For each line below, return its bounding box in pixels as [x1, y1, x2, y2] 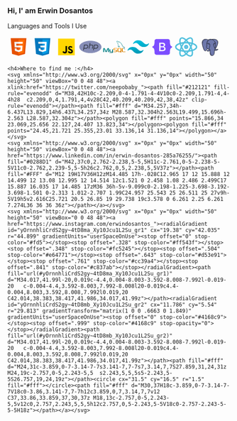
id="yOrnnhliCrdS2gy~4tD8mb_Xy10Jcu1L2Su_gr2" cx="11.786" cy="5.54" [7, 301, 218, 309]
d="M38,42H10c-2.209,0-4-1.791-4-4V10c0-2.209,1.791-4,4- [55, 90, 231, 97]
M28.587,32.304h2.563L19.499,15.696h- [112, 109, 227, 116]
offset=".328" [89, 239, 132, 246]
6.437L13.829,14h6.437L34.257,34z [7, 109, 110, 116]
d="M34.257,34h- [134, 102, 182, 110]
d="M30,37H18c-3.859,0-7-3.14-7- [131, 382, 231, 389]
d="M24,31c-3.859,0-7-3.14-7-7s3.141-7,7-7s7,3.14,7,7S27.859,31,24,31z [7, 363, 227, 371]
